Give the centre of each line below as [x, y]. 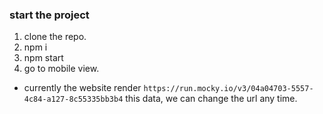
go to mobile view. [61, 69]
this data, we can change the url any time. [211, 99]
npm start [43, 58]
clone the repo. [55, 37]
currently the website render [82, 88]
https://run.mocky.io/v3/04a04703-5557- [228, 89]
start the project [49, 15]
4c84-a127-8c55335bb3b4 [73, 99]
